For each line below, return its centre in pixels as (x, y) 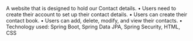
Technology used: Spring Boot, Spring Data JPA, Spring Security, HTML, (93, 27)
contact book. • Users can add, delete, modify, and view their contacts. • (94, 20)
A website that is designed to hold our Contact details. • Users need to (91, 8)
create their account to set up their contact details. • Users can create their (97, 14)
